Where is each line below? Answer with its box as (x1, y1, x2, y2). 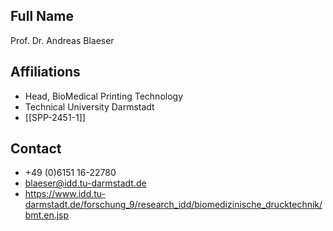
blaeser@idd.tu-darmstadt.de (24, 177, 147, 189)
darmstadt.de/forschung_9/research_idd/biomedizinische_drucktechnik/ (24, 199, 323, 211)
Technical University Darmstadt (24, 100, 155, 113)
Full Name (10, 8, 74, 25)
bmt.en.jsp (24, 209, 70, 221)
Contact (10, 140, 62, 158)
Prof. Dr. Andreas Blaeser (10, 34, 115, 46)
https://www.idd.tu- (24, 188, 107, 200)
